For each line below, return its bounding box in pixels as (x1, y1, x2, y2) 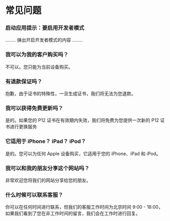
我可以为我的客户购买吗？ (5, 51, 69, 58)
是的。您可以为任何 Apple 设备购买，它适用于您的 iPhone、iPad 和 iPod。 (5, 150, 161, 157)
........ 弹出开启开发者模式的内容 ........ (5, 37, 83, 43)
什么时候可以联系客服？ (5, 191, 63, 198)
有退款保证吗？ (5, 78, 43, 85)
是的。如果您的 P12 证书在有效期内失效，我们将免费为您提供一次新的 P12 (5, 117, 159, 123)
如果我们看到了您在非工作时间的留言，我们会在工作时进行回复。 (5, 210, 140, 216)
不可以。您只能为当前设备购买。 (5, 64, 73, 70)
